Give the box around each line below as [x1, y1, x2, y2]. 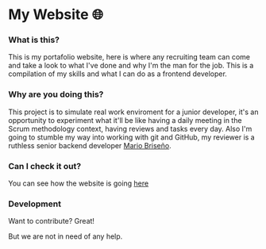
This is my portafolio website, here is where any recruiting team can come [8, 52, 250, 62]
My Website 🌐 [8, 6, 103, 24]
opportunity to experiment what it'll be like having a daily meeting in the [8, 115, 242, 125]
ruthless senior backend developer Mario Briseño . [8, 140, 172, 150]
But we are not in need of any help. [8, 232, 123, 241]
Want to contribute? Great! [8, 216, 95, 226]
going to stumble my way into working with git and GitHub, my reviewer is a [8, 132, 256, 142]
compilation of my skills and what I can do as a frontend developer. [8, 69, 228, 79]
